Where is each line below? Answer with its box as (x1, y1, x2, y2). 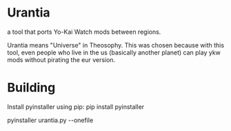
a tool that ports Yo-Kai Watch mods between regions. (7, 28, 161, 36)
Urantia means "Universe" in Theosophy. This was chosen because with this (7, 41, 225, 49)
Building (7, 80, 56, 96)
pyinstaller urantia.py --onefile (7, 116, 94, 124)
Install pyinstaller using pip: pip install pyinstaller (7, 102, 145, 111)
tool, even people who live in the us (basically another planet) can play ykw (7, 48, 221, 57)
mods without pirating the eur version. (7, 55, 116, 63)
